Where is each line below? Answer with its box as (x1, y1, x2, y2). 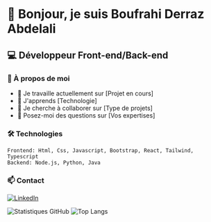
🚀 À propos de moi (7, 73, 71, 83)
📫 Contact (7, 176, 44, 185)
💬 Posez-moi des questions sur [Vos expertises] (17, 111, 155, 120)
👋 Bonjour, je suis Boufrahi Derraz (7, 6, 205, 22)
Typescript (7, 154, 39, 160)
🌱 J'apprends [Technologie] (17, 96, 97, 104)
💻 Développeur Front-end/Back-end (7, 49, 169, 61)
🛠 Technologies (7, 129, 63, 138)
